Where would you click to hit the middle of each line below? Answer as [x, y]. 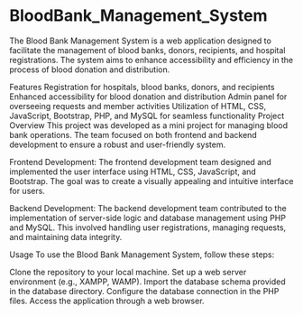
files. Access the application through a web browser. [107, 301]
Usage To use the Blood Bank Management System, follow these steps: [142, 255]
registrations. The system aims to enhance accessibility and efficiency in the [151, 60]
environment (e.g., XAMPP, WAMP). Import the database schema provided [147, 282]
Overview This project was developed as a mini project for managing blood [149, 125]
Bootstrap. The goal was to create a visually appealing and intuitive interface [151, 181]
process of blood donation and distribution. [90, 69]
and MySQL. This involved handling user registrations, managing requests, [148, 227]
